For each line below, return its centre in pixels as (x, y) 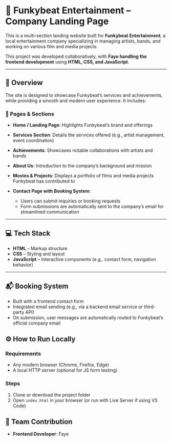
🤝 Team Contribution (39, 422)
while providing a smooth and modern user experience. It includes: (76, 101)
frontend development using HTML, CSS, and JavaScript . (67, 62)
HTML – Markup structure (40, 248)
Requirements (23, 353)
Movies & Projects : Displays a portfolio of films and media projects (83, 176)
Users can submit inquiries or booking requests (70, 201)
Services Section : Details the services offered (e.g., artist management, (89, 135)
